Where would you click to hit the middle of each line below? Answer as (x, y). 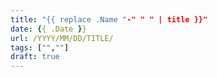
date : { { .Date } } (48, 29)
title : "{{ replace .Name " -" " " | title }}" (109, 19)
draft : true (35, 57)
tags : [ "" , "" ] (40, 47)
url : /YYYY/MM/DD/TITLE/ (62, 38)
